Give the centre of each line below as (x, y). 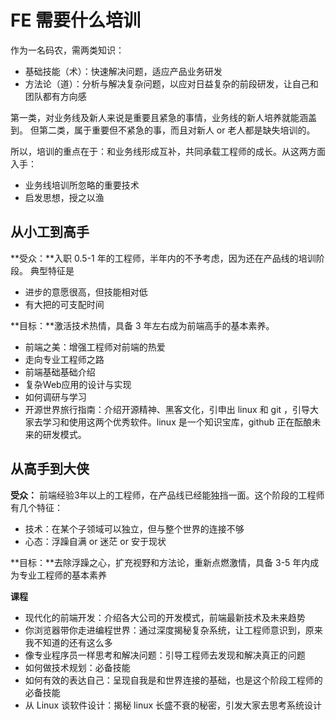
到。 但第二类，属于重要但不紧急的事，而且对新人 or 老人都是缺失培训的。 (163, 130)
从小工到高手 (50, 232)
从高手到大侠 (50, 469)
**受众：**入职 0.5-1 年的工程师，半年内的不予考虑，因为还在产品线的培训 (163, 258)
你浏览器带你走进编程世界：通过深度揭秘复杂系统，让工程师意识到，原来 (173, 630)
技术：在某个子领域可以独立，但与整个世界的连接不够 (134, 528)
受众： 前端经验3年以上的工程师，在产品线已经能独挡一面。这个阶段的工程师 (167, 495)
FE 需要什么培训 (76, 20)
